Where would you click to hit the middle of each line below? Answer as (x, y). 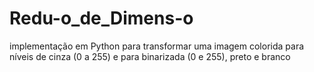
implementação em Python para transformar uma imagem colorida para (157, 46)
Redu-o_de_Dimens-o (101, 18)
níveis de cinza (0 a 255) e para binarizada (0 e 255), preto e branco (150, 56)
